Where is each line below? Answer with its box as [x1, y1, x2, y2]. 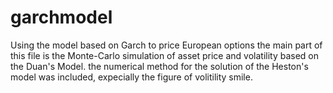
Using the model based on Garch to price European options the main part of [10, 39, 323, 51]
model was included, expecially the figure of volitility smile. [10, 71, 253, 83]
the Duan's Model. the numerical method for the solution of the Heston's [10, 60, 309, 72]
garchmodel [10, 6, 113, 29]
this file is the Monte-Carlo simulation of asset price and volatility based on [10, 49, 320, 61]
